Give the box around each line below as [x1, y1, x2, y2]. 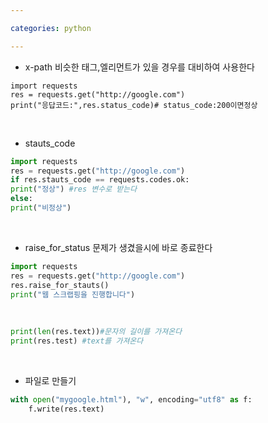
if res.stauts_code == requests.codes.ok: [10, 175, 190, 185]
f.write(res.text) [28, 404, 105, 414]
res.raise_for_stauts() [10, 280, 110, 290]
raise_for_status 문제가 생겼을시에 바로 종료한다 [24, 241, 213, 253]
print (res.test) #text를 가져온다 [10, 336, 144, 346]
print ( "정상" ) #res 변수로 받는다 [10, 184, 138, 195]
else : [10, 194, 33, 204]
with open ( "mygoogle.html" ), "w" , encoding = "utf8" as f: [10, 395, 253, 405]
